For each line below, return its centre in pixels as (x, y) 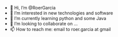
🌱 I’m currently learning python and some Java (58, 18)
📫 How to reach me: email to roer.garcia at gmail (60, 29)
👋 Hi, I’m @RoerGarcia (33, 8)
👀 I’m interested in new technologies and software (61, 13)
